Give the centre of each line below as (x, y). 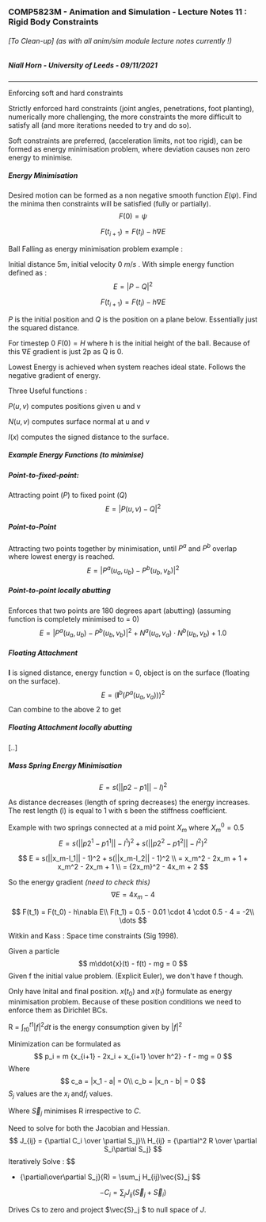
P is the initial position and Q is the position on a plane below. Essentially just (133, 319)
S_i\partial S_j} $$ (133, 1149)
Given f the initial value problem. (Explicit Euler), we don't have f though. (126, 976)
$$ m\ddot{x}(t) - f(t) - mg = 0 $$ (133, 964)
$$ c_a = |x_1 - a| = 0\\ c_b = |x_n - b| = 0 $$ (133, 1081)
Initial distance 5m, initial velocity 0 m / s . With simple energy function (122, 264)
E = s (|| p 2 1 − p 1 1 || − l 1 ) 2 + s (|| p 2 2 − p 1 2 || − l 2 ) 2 (133, 842)
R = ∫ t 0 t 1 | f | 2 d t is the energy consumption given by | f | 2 (95, 1027)
